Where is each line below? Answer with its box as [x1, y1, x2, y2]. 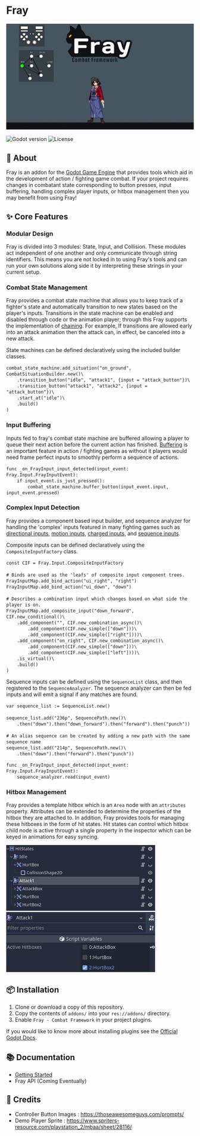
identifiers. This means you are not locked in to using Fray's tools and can [6, 255, 187, 263]
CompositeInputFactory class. [6, 547, 79, 555]
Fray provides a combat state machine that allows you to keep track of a [6, 297, 183, 304]
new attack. [6, 335, 35, 342]
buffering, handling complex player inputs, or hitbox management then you [6, 188, 189, 195]
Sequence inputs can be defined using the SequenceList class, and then [6, 678, 183, 685]
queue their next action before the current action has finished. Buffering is [6, 440, 188, 448]
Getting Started [14, 1071, 52, 1078]
